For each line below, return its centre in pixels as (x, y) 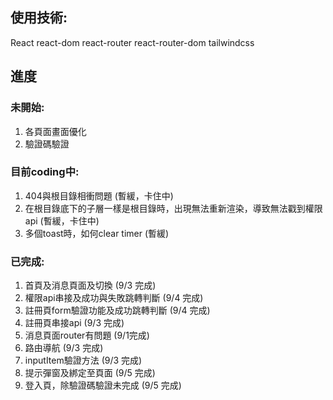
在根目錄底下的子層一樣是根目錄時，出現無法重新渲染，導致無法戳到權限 (173, 208)
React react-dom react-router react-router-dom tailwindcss (132, 42)
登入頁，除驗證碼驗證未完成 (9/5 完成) (103, 385)
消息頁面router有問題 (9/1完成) (87, 335)
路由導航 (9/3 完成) (64, 348)
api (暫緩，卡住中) (62, 220)
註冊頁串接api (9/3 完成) (74, 323)
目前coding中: (45, 172)
